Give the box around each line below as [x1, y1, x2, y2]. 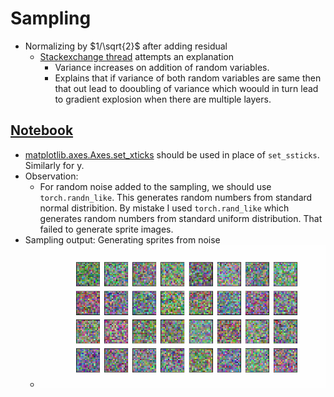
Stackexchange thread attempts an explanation [39, 50, 235, 62]
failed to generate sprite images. [39, 223, 174, 235]
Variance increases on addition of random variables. [54, 61, 270, 73]
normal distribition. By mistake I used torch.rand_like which [39, 202, 290, 214]
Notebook [10, 122, 74, 139]
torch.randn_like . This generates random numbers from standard [39, 191, 313, 203]
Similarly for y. [24, 159, 85, 171]
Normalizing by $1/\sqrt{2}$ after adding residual [24, 40, 228, 52]
